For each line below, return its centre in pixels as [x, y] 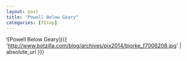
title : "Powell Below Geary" [42, 17]
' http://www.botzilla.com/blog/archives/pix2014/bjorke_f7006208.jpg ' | [94, 46]
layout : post [22, 12]
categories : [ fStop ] [32, 23]
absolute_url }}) [25, 52]
